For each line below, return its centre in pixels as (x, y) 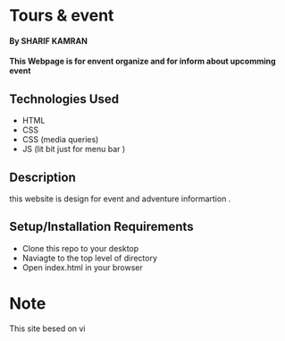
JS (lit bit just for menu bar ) (74, 149)
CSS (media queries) (60, 140)
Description (42, 177)
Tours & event (62, 16)
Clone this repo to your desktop (80, 248)
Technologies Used (64, 99)
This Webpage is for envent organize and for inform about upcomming (142, 61)
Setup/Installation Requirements (101, 227)
